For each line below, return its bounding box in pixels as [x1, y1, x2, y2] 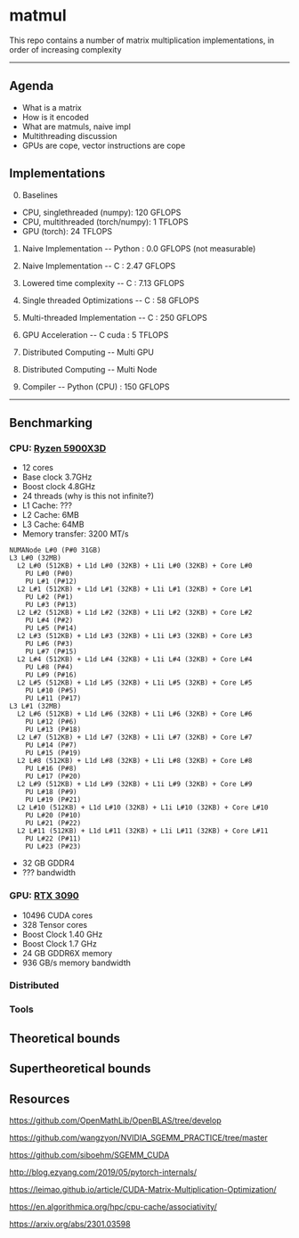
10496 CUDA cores [21, 910, 93, 921]
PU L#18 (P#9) [25, 788, 77, 797]
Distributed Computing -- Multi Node [21, 364, 158, 374]
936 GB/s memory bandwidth [21, 957, 131, 968]
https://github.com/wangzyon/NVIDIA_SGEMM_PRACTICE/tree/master [9, 1132, 269, 1143]
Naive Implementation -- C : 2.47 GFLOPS [21, 260, 176, 271]
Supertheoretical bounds [9, 1062, 151, 1077]
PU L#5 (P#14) [25, 624, 77, 633]
